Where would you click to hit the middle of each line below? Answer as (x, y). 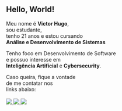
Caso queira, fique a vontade (41, 77)
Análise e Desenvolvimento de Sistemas (56, 42)
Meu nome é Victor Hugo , (37, 23)
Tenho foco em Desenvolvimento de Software (61, 53)
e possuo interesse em (34, 59)
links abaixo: (21, 89)
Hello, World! (30, 10)
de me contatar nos (29, 83)
